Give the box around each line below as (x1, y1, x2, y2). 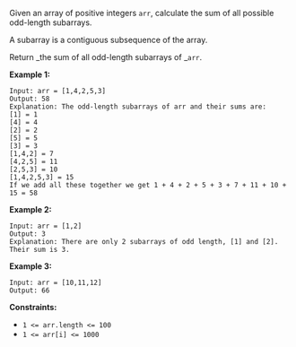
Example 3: (9, 261, 52, 272)
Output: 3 (9, 230, 47, 239)
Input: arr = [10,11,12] (9, 278, 102, 287)
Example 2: (9, 204, 52, 214)
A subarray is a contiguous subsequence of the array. (9, 35, 208, 45)
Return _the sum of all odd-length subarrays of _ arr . (9, 52, 203, 62)
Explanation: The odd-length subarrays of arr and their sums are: (9, 102, 267, 111)
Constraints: (9, 302, 57, 312)
